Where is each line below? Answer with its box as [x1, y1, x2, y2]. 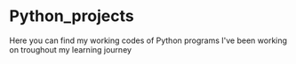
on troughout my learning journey [9, 44, 132, 54]
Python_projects [9, 6, 135, 26]
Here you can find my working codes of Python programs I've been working [9, 35, 287, 46]
